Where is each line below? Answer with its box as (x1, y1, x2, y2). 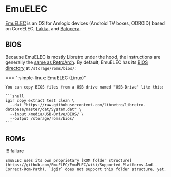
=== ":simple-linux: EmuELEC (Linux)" (5, 75, 86, 81)
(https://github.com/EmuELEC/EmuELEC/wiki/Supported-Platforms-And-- (5, 162, 158, 167)
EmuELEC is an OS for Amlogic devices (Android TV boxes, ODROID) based (5, 20, 165, 26)
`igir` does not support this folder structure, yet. (49, 167, 167, 172)
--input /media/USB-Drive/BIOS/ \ (10, 111, 84, 117)
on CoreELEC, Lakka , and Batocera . (5, 25, 81, 31)
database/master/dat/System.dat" (5, 107, 77, 112)
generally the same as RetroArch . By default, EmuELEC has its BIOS (5, 59, 148, 65)
